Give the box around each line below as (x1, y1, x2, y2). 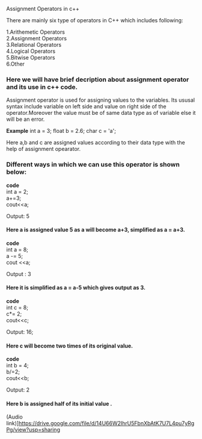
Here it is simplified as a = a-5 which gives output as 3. (6, 284, 146, 291)
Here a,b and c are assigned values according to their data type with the (6, 139, 185, 146)
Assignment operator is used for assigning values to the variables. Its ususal (6, 96, 195, 104)
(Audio (6, 413, 23, 420)
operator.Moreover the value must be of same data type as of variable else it (6, 109, 196, 117)
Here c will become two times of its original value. (6, 342, 133, 349)
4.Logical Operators (6, 48, 56, 55)
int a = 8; (6, 246, 29, 253)
